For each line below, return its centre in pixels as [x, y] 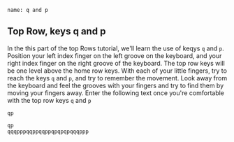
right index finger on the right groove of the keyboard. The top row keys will [116, 63]
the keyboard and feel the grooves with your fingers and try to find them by [116, 85]
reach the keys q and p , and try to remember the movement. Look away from [117, 78]
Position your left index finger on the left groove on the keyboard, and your [115, 55]
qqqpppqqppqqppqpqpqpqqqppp [48, 132]
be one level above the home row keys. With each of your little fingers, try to [117, 71]
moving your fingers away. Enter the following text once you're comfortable [116, 93]
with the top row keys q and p [49, 100]
